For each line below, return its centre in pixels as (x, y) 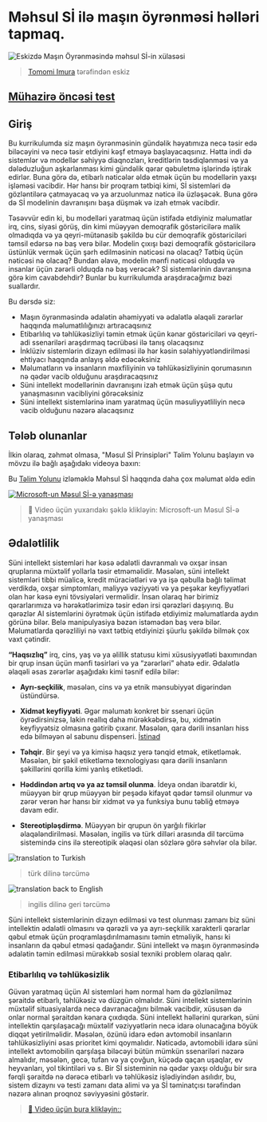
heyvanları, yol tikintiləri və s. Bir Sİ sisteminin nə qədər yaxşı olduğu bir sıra (133, 1068)
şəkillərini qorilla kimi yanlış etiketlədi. (81, 769)
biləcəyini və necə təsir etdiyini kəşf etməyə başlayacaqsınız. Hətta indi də (130, 152)
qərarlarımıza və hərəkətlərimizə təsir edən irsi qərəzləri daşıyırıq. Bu (121, 605)
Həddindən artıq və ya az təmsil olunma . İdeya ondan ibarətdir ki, (128, 784)
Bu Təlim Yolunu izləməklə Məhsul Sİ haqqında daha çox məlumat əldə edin (132, 479)
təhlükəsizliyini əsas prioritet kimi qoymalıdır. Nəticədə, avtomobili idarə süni (133, 1043)
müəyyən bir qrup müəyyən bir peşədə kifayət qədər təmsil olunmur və (136, 793)
